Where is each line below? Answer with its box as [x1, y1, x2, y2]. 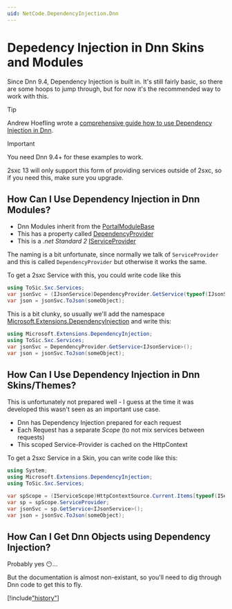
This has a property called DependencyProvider [17, 230, 154, 238]
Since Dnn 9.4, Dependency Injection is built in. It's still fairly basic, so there [7, 77, 223, 86]
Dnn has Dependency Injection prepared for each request [17, 419, 182, 427]
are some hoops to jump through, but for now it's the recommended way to [7, 84, 221, 93]
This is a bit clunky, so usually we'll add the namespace [7, 310, 165, 318]
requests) [17, 433, 45, 441]
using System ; [7, 467, 48, 475]
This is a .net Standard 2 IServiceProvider [17, 237, 136, 246]
